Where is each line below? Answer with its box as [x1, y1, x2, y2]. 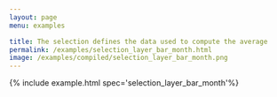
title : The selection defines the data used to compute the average [9, 37, 268, 46]
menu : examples [9, 21, 66, 30]
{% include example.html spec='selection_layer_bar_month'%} [9, 78, 240, 88]
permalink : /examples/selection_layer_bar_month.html [9, 45, 213, 54]
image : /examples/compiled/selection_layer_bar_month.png [9, 54, 228, 63]
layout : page [9, 12, 58, 22]
